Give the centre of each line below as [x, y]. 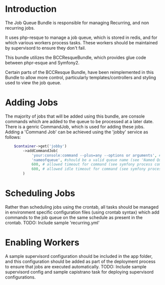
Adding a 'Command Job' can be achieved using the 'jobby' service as [77, 132]
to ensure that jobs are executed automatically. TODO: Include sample [76, 266]
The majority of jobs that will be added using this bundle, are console [75, 116]
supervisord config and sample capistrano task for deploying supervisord [79, 272]
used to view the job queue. [33, 83]
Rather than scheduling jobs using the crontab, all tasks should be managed [82, 207]
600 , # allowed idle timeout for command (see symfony [89, 169]
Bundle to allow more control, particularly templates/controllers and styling [81, 77]
